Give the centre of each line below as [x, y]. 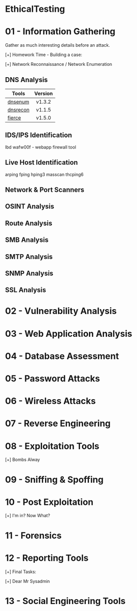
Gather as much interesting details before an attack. [58, 45]
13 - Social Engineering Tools [66, 601]
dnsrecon [18, 110]
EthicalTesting [35, 9]
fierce [14, 117]
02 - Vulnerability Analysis [61, 311]
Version [43, 93]
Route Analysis [29, 223]
